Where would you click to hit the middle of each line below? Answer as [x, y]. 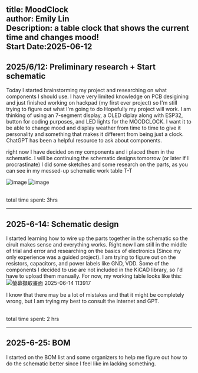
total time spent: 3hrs [32, 200]
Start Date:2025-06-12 [49, 47]
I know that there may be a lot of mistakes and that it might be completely [95, 295]
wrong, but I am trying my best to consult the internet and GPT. [82, 301]
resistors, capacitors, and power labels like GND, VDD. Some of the [88, 264]
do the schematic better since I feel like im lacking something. [81, 364]
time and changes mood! [52, 38]
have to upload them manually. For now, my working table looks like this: [94, 276]
